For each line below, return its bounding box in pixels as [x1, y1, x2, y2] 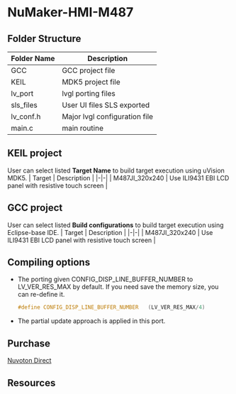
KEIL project [7, 147, 62, 160]
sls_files [11, 100, 38, 110]
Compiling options [7, 256, 91, 268]
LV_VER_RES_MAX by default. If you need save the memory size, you [17, 283, 219, 291]
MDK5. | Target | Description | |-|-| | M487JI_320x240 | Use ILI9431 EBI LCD [7, 173, 230, 182]
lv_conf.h [11, 111, 41, 121]
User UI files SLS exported [62, 100, 150, 110]
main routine [62, 124, 104, 133]
